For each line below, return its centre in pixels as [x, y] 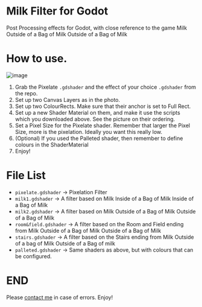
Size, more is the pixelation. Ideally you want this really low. [89, 131]
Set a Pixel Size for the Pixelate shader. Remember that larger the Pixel [103, 125]
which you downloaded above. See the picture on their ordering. [95, 119]
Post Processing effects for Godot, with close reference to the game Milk [97, 28]
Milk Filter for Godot [57, 11]
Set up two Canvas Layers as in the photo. [68, 100]
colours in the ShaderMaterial [52, 144]
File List [26, 176]
